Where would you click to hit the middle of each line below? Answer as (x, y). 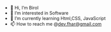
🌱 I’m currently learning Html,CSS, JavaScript (58, 18)
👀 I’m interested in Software (39, 13)
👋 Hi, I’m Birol (24, 8)
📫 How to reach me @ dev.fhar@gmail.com (56, 24)
